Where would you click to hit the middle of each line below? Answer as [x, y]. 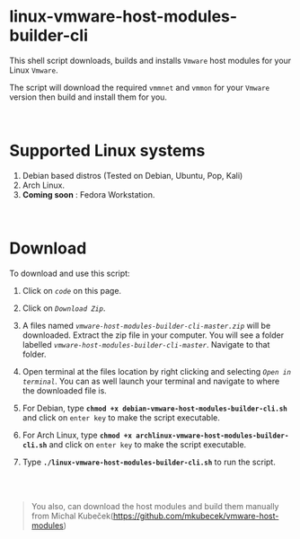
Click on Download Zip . [64, 308]
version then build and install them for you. [88, 97]
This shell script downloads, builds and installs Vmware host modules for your [150, 60]
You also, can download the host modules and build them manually [155, 506]
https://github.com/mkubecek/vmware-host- [196, 516]
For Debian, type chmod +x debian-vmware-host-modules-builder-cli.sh [154, 408]
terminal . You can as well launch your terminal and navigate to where [151, 381]
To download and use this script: [70, 273]
